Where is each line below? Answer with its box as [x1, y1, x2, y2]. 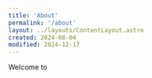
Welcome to [8, 62, 48, 72]
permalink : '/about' [8, 19, 77, 27]
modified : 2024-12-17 [8, 41, 80, 49]
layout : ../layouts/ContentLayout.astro [8, 26, 145, 34]
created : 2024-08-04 [8, 33, 77, 42]
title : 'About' [8, 11, 59, 20]
